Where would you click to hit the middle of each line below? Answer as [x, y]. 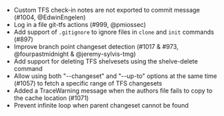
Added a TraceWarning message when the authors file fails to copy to [113, 90]
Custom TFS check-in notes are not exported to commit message [107, 10]
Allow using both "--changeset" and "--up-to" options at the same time [115, 76]
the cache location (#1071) [51, 98]
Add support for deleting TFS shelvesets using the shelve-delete [106, 61]
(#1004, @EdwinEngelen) [50, 17]
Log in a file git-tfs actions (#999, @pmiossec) [80, 25]
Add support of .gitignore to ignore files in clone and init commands [114, 32]
